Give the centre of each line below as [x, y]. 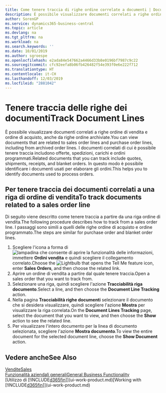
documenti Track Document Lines [75, 118]
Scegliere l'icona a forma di [40, 247]
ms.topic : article [24, 28]
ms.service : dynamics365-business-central [49, 23]
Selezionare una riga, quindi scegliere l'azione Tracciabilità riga [77, 284]
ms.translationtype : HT [30, 70]
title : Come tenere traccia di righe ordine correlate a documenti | [78, 10]
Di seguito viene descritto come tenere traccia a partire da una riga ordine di [83, 217]
